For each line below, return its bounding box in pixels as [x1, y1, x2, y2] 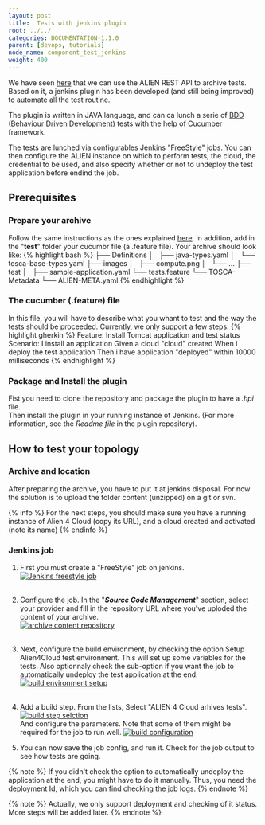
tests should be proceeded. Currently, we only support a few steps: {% [8, 322, 241, 331]
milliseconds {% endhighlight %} [8, 355, 116, 365]
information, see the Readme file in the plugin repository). [8, 419, 197, 428]
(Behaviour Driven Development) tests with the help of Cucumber [8, 119, 223, 128]
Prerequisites [8, 191, 76, 205]
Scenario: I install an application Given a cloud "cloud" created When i [8, 338, 238, 348]
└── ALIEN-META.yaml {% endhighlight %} [41, 276, 185, 285]
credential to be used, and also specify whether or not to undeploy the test [8, 159, 253, 169]
